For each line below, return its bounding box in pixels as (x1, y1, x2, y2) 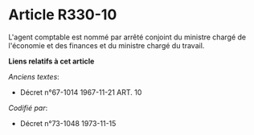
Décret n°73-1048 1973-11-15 (19, 118, 117, 128)
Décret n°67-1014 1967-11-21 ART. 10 (19, 87, 142, 97)
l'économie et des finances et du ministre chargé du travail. (8, 40, 205, 50)
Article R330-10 (8, 6, 117, 24)
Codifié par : (8, 103, 48, 112)
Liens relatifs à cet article (8, 56, 95, 66)
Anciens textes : (8, 72, 60, 81)
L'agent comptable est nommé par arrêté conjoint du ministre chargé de (8, 32, 247, 42)
